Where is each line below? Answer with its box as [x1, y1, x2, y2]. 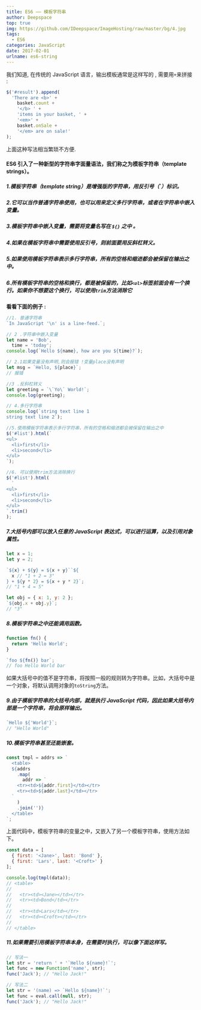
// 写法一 [6, 954, 28, 960]
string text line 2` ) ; [6, 414, 63, 421]
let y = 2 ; [6, 556, 33, 562]
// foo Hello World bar [6, 663, 66, 669]
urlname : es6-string [6, 53, 58, 59]
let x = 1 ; [6, 551, 33, 557]
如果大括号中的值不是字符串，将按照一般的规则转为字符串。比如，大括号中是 [6, 674, 195, 682]
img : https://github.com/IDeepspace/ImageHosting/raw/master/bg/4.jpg [6, 25, 186, 32]
